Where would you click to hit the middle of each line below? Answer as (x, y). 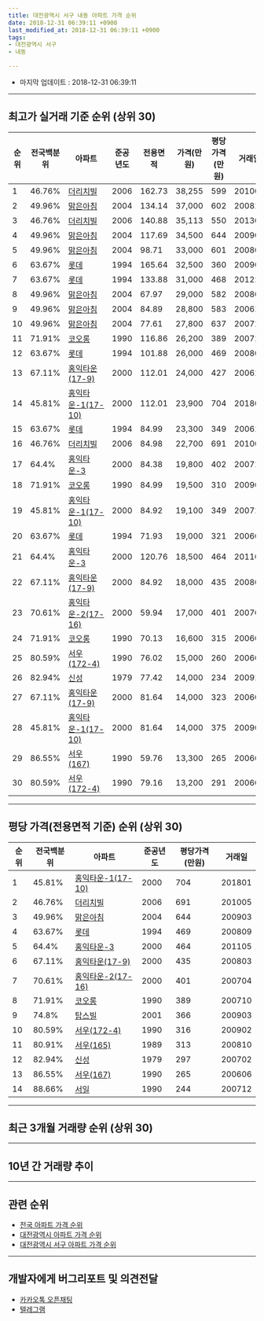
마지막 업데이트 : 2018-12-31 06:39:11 (78, 82)
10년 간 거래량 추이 (51, 1166)
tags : (17, 37)
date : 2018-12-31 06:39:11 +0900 (63, 23)
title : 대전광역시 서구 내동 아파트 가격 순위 (72, 15)
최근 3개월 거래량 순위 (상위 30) (81, 1128)
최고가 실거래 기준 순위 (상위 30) (82, 117)
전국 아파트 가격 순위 (51, 1225)
